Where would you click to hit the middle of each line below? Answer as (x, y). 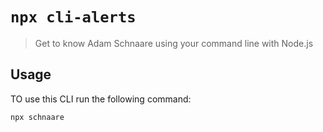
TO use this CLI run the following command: (101, 99)
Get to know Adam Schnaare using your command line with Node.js (174, 43)
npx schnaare (37, 117)
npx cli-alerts (73, 17)
